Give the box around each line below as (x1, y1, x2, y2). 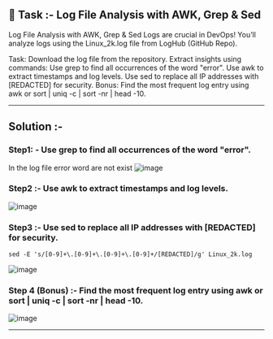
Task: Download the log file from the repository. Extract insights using (8, 54, 242, 63)
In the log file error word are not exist (8, 163, 132, 172)
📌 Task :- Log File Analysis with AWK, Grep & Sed (8, 8, 262, 22)
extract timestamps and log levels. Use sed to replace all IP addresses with (8, 71, 259, 81)
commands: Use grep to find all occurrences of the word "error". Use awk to (8, 63, 264, 72)
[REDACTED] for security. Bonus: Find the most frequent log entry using (8, 80, 249, 89)
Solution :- (8, 120, 63, 134)
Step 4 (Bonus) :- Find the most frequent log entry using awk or (8, 285, 263, 297)
